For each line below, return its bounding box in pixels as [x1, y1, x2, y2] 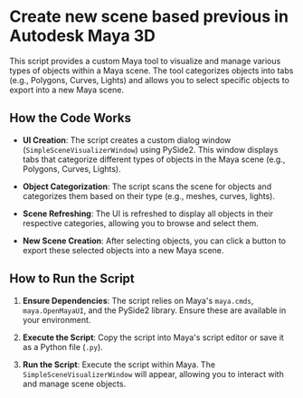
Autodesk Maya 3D [9, 25, 156, 46]
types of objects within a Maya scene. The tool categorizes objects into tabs [9, 65, 294, 76]
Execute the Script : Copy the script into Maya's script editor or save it [22, 332, 285, 343]
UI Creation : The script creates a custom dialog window [22, 134, 232, 146]
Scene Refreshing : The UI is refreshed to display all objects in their [22, 208, 274, 219]
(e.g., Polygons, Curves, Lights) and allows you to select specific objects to [9, 74, 289, 85]
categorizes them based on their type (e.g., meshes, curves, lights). [22, 190, 276, 201]
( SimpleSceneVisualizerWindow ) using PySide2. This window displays [22, 144, 279, 155]
